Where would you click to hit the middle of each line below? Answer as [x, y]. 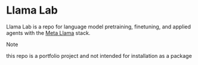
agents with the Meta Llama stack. [48, 32]
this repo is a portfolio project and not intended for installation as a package [99, 56]
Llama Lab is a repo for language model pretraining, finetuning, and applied [99, 27]
